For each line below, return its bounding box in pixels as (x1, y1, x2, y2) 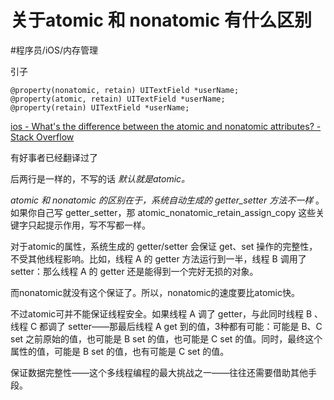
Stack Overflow (10, 131, 75, 143)
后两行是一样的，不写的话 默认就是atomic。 (10, 172, 191, 185)
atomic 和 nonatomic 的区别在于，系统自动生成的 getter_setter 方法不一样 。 (10, 194, 325, 206)
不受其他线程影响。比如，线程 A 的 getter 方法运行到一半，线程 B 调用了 (10, 252, 307, 265)
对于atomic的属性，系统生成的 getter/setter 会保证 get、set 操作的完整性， (10, 240, 318, 252)
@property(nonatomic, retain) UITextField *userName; (10, 85, 240, 95)
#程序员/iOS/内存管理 (10, 44, 99, 56)
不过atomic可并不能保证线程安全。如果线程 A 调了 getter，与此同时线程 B (10, 307, 313, 320)
